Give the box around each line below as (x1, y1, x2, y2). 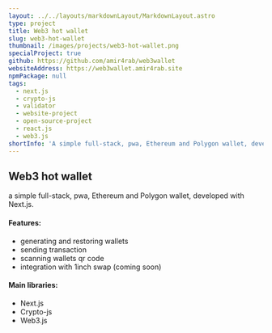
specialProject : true (8, 49, 82, 57)
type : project (8, 19, 57, 27)
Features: (8, 217, 42, 227)
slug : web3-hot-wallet (8, 34, 85, 43)
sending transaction (19, 244, 87, 255)
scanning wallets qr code (19, 253, 104, 263)
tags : (8, 79, 27, 87)
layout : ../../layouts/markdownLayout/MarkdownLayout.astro (8, 11, 216, 20)
